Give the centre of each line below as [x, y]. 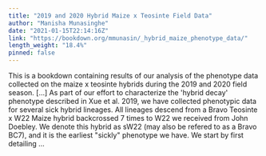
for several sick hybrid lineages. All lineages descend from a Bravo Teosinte [133, 110]
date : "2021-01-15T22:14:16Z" [59, 30]
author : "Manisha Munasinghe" [59, 23]
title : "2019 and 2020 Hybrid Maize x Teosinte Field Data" [111, 16]
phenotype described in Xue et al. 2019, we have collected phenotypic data [133, 101]
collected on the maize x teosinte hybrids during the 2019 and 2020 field [128, 84]
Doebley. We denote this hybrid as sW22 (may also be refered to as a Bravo [133, 126]
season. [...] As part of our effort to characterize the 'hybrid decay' [118, 92]
